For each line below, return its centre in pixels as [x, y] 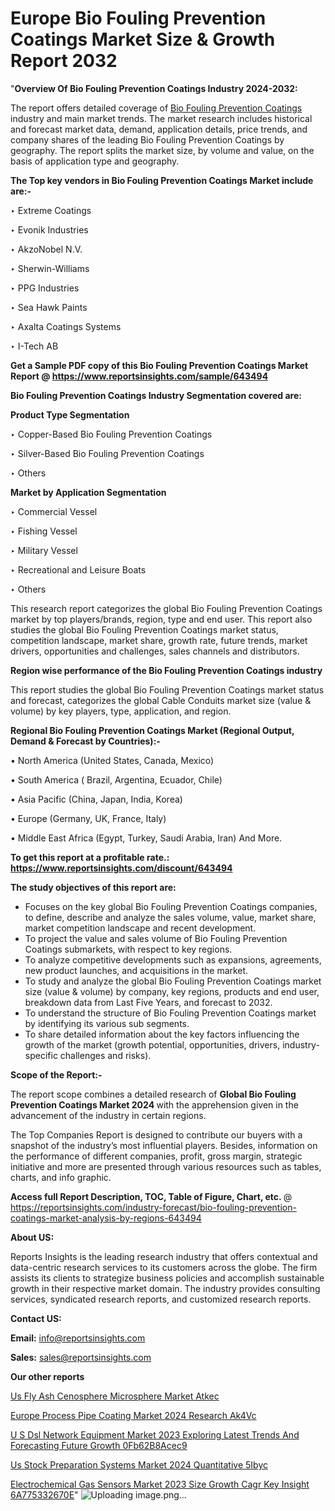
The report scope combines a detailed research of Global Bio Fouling [153, 1094]
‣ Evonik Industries [49, 229]
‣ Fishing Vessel [44, 531]
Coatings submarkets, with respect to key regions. [128, 949]
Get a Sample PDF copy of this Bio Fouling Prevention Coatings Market [159, 365]
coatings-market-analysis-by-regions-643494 [106, 1218]
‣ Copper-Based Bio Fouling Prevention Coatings [111, 434]
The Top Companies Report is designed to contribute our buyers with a [156, 1134]
